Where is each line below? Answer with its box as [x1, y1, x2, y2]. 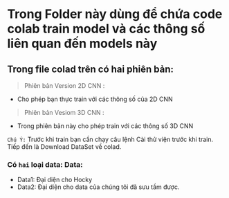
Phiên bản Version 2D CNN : [24, 82, 105, 89]
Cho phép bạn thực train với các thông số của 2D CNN [17, 95, 173, 103]
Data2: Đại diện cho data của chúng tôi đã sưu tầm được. [17, 183, 180, 191]
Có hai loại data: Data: [7, 159, 83, 169]
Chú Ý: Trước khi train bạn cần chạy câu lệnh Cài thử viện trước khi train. [7, 135, 214, 143]
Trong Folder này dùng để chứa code [7, 6, 223, 22]
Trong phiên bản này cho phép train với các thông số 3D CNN [17, 122, 194, 130]
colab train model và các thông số [7, 21, 205, 37]
